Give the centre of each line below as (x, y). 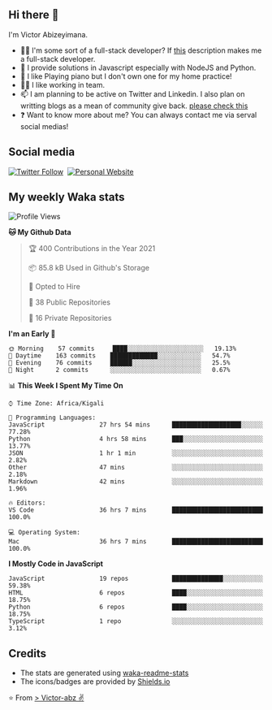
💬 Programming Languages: (52, 418)
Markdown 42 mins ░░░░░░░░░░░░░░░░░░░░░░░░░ (136, 482)
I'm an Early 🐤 (32, 334)
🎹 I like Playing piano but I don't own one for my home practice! (126, 76)
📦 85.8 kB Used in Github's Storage (89, 268)
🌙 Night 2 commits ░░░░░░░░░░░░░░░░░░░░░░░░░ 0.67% (119, 370)
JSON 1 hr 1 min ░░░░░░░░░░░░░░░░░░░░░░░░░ (136, 453)
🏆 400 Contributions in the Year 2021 (92, 249)
